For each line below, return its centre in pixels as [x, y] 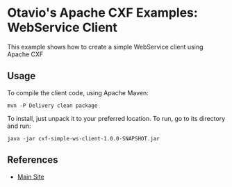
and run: [19, 126]
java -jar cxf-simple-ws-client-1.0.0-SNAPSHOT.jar [83, 138]
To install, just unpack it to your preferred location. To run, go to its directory [116, 118]
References [33, 160]
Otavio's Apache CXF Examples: [102, 13]
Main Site [31, 177]
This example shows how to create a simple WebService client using [105, 47]
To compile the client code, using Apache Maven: [78, 92]
